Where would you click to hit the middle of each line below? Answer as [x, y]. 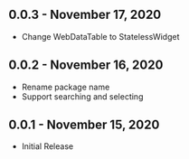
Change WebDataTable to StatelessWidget [100, 36]
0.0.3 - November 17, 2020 [85, 15]
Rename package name [66, 87]
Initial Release [47, 146]
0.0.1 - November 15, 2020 [84, 125]
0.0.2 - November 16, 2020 [86, 65]
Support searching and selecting [82, 96]
